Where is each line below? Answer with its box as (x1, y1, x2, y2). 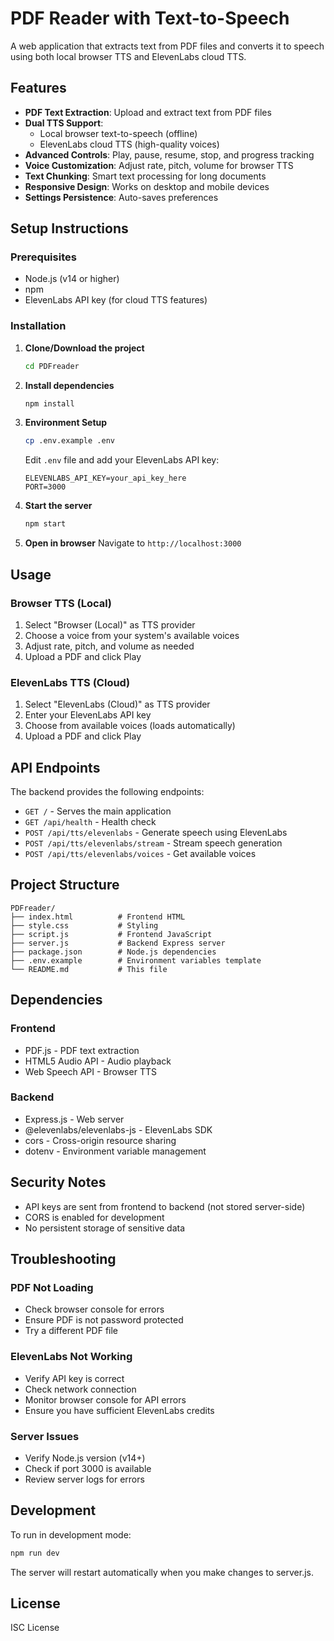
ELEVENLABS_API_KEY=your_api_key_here (24, 473, 187, 484)
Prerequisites (10, 250, 77, 264)
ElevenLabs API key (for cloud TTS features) (24, 294, 208, 306)
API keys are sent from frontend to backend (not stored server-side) (24, 1200, 306, 1212)
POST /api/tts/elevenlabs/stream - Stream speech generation (24, 837, 283, 849)
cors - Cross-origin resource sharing (24, 1134, 177, 1146)
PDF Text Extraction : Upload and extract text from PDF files (24, 106, 272, 118)
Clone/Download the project (24, 342, 145, 354)
